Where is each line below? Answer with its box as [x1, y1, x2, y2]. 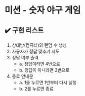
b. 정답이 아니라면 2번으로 [19, 67, 70, 73]
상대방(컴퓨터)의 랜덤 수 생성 [11, 42, 67, 48]
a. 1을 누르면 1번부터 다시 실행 [19, 80, 77, 85]
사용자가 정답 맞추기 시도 [11, 48, 60, 54]
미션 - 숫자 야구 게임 [4, 4, 81, 16]
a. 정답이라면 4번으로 [19, 61, 60, 67]
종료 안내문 [11, 73, 34, 79]
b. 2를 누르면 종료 [19, 86, 54, 92]
